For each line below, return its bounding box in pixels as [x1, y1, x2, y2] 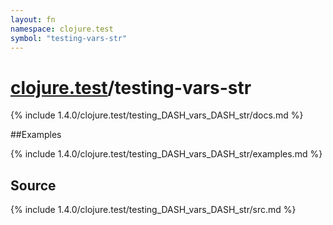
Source [10, 177, 57, 194]
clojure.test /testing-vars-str [10, 76, 252, 99]
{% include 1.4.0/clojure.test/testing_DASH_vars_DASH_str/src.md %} [10, 204, 297, 216]
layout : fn [10, 14, 56, 25]
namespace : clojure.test [10, 24, 114, 34]
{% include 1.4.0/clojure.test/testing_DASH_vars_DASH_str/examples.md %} [10, 148, 323, 160]
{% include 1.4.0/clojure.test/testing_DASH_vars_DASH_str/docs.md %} [10, 109, 304, 121]
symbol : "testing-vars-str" [10, 33, 128, 43]
